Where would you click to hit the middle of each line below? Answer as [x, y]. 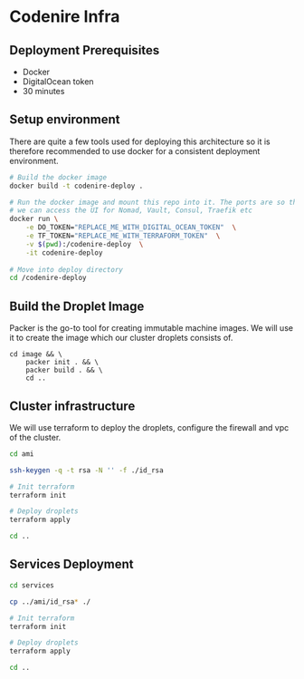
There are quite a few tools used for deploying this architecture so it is [140, 141]
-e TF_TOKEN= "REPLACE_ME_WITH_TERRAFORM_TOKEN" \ [123, 236]
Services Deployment [71, 564]
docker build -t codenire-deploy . [76, 186]
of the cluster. [35, 437]
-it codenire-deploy [64, 252]
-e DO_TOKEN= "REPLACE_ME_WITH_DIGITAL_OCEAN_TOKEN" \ [131, 228]
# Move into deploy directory [66, 269]
